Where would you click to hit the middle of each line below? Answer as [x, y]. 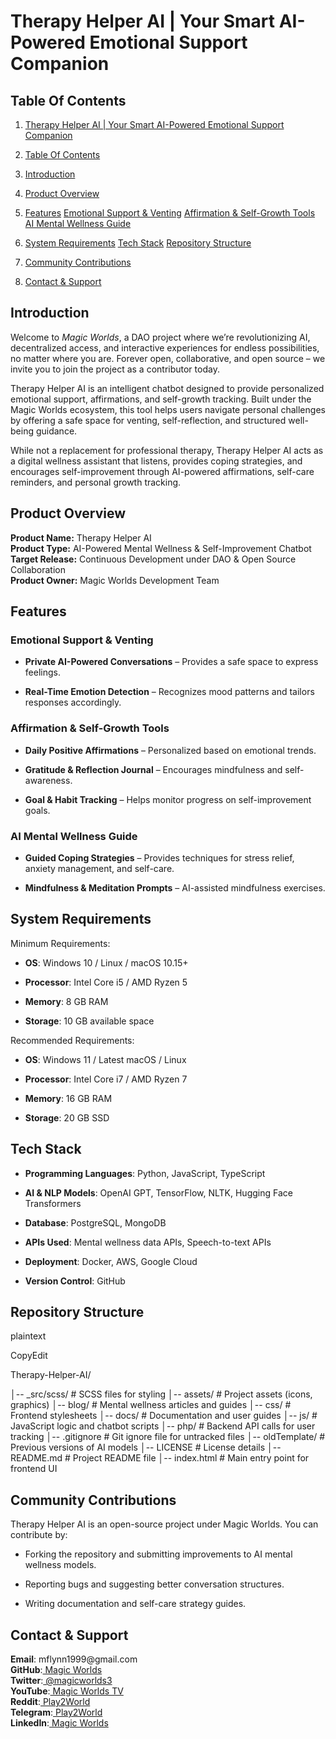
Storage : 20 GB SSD [67, 1117]
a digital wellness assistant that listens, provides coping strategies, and [156, 461]
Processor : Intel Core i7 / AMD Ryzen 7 [106, 1079]
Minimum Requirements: [60, 943]
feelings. [42, 672]
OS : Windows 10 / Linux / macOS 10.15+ [106, 962]
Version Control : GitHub [75, 1281]
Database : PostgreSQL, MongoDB [95, 1222]
